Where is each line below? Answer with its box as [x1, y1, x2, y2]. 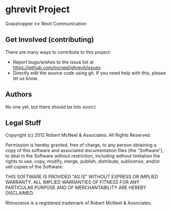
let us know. [12, 75, 39, 81]
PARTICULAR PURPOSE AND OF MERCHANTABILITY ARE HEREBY [5, 184, 146, 191]
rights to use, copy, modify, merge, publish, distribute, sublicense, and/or [5, 158, 160, 164]
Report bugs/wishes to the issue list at [12, 59, 94, 65]
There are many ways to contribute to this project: [5, 49, 111, 55]
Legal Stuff [5, 118, 41, 127]
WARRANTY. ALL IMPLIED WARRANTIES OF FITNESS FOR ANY [5, 179, 140, 185]
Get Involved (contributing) [5, 35, 94, 44]
